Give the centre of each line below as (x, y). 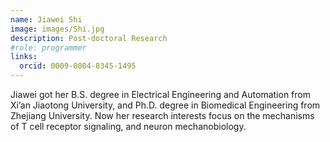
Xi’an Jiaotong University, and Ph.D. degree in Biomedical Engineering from (165, 105)
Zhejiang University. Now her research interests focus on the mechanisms (162, 115)
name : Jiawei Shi (46, 19)
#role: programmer (48, 47)
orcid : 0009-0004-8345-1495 (78, 66)
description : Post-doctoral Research (89, 38)
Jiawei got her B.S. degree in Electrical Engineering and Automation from (160, 94)
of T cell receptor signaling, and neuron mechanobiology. (128, 126)
